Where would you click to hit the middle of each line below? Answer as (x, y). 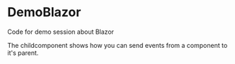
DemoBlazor (44, 12)
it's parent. (23, 53)
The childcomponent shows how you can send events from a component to (117, 45)
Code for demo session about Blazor (61, 32)
